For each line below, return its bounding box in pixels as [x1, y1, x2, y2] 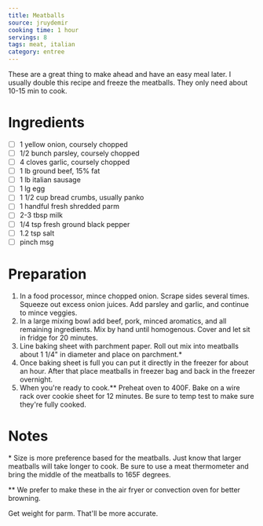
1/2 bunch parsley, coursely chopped [19, 148, 140, 158]
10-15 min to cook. [8, 86, 68, 95]
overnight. [19, 374, 53, 384]
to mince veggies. [19, 308, 78, 317]
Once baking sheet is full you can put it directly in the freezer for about [19, 358, 249, 367]
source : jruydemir [8, 19, 68, 27]
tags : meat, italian [8, 41, 76, 49]
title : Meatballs [8, 11, 65, 20]
